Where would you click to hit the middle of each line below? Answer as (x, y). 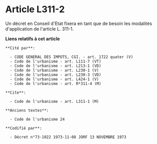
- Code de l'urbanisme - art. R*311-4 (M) (56, 83)
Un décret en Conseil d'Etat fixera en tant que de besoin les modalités (79, 23)
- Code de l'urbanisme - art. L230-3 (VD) (56, 75)
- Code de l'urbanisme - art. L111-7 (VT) (56, 61)
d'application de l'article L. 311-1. (40, 28)
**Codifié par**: (24, 128)
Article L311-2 (35, 9)
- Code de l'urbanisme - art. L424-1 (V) (55, 79)
